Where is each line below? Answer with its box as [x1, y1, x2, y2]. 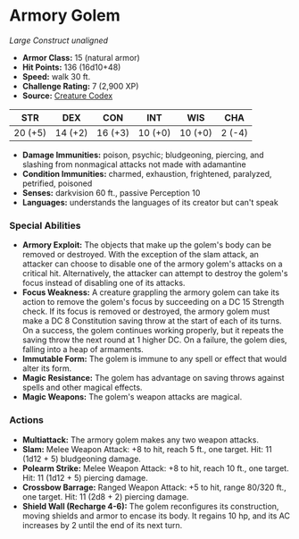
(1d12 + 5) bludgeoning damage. [21, 453, 141, 464]
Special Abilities [9, 219, 81, 232]
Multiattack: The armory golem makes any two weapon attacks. [21, 434, 259, 445]
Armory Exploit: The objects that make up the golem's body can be [21, 240, 272, 250]
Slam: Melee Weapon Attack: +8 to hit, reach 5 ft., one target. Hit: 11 [21, 443, 272, 454]
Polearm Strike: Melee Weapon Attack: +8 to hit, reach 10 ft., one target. [21, 462, 289, 474]
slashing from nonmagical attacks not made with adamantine [21, 158, 247, 170]
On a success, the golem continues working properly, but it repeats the [21, 325, 284, 336]
